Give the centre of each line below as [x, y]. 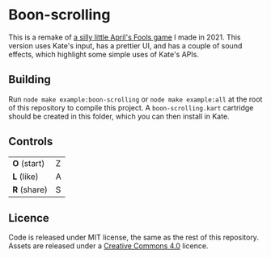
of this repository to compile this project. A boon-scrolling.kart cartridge [131, 107]
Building [30, 79]
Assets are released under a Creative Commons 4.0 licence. [108, 246]
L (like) [25, 177]
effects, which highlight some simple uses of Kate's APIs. [104, 54]
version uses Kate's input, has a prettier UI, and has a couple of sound [125, 45]
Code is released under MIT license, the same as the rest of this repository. [133, 237]
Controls [31, 141]
